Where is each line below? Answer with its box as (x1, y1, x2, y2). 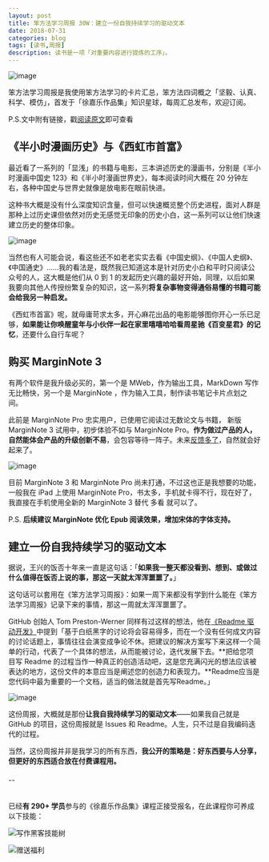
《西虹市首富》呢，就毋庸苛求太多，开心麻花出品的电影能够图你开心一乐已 (8, 309, 254, 319)
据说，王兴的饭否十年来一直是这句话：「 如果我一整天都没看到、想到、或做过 (8, 563, 258, 572)
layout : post (8, 11, 52, 20)
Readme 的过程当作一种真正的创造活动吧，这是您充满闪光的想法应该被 (23, 657, 257, 667)
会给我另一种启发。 (8, 292, 72, 302)
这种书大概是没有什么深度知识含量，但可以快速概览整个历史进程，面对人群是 (8, 199, 261, 209)
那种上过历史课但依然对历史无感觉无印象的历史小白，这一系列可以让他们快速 (8, 210, 261, 219)
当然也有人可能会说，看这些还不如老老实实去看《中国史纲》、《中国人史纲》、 (8, 252, 258, 262)
